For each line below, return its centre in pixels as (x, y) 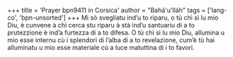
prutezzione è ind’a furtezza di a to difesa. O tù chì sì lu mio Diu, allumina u (116, 32)
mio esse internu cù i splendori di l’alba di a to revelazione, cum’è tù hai (111, 40)
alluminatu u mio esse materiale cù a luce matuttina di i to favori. (101, 47)
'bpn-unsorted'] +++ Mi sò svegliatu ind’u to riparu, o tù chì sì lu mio (119, 18)
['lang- (217, 10)
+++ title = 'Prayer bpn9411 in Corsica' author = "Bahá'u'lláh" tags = (107, 10)
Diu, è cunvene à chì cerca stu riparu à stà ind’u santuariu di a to (101, 25)
